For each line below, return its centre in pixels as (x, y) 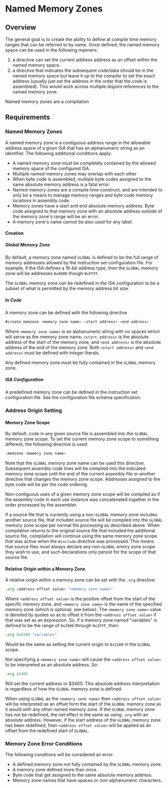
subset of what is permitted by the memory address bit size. (67, 288)
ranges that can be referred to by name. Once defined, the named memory (82, 45)
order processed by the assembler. (41, 505)
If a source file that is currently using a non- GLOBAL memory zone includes (81, 515)
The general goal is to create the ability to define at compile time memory (81, 39)
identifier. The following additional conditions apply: (58, 153)
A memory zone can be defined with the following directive (66, 313)
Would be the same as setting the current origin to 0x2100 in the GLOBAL (78, 644)
